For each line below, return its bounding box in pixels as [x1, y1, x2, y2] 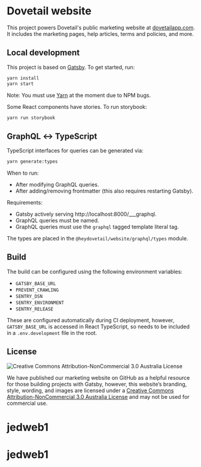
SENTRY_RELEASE [15, 306, 54, 312]
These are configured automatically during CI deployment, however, [7, 316, 175, 323]
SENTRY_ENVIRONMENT [15, 300, 65, 306]
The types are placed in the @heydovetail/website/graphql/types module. [7, 235, 188, 242]
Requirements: [7, 199, 42, 206]
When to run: [7, 169, 39, 177]
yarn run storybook [7, 115, 56, 121]
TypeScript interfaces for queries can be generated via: [7, 147, 144, 154]
